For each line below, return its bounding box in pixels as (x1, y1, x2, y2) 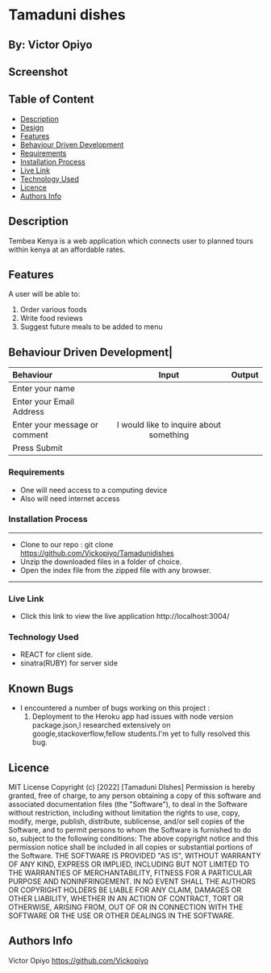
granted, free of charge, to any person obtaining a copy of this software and (8, 791, 261, 800)
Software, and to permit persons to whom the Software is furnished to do (8, 825, 252, 835)
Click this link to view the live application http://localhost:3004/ (19, 612, 230, 621)
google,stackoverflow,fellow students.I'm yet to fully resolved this (31, 729, 250, 739)
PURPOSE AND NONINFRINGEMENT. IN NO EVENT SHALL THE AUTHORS (8, 877, 256, 887)
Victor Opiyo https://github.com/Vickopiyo (8, 955, 149, 965)
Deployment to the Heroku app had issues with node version (31, 712, 234, 721)
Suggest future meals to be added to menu (19, 322, 163, 332)
